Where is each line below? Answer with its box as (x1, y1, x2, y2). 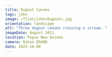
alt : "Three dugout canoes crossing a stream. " (5, 26, 108, 31)
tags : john (5, 12, 28, 17)
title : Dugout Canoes (5, 7, 50, 12)
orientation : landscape (5, 21, 55, 26)
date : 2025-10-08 (5, 44, 41, 49)
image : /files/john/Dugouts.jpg (5, 16, 72, 21)
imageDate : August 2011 (5, 30, 55, 35)
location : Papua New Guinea (5, 35, 63, 40)
